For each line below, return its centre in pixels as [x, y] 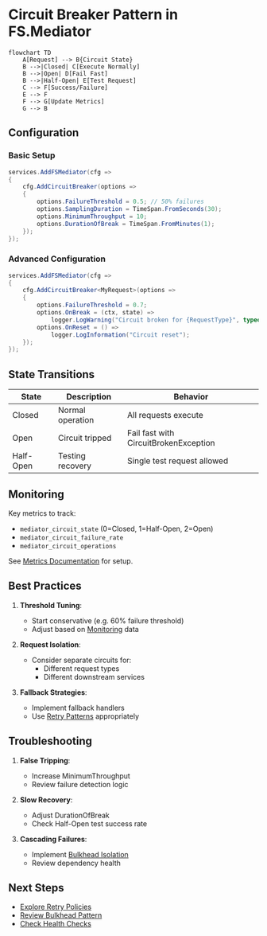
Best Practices [45, 586]
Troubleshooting [50, 741]
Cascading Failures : [53, 839]
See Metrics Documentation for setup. [71, 561]
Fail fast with [151, 433]
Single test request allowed [178, 461]
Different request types [81, 668]
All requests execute [165, 415]
